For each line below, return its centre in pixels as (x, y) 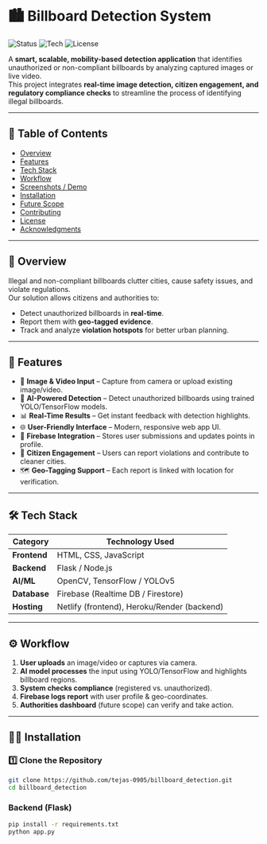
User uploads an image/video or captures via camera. (108, 663)
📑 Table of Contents (58, 134)
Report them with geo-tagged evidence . (86, 321)
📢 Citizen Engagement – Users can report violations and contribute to (134, 453)
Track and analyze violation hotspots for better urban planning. (124, 330)
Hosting (27, 607)
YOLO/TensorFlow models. (64, 406)
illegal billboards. (36, 101)
